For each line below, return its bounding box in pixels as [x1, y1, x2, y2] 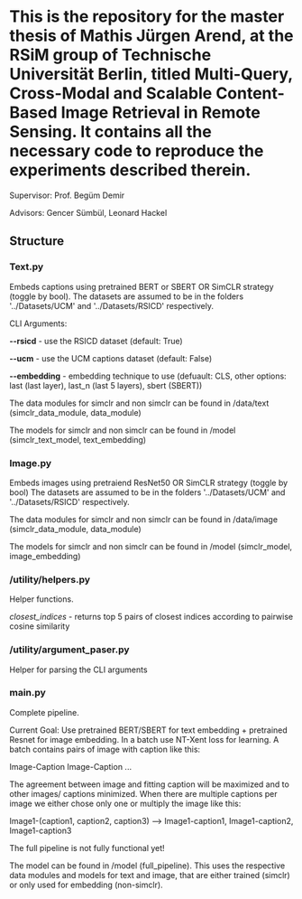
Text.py [9, 260, 44, 273]
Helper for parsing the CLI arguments [9, 664, 148, 675]
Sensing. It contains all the [9, 122, 212, 142]
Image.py [9, 456, 52, 469]
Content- [215, 83, 286, 104]
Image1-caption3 [9, 825, 72, 836]
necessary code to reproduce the [9, 141, 264, 162]
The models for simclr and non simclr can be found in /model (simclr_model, [9, 540, 293, 552]
